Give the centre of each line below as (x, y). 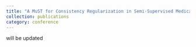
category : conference (32, 22)
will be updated (24, 38)
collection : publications (37, 17)
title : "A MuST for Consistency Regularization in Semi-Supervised (90, 11)
